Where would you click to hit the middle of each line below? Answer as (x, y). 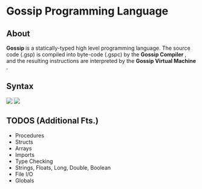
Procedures (29, 135)
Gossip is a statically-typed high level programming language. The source (98, 48)
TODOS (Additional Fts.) (52, 121)
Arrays (23, 148)
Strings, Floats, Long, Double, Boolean (63, 167)
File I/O (24, 174)
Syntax (20, 86)
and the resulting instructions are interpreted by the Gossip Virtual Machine (101, 61)
